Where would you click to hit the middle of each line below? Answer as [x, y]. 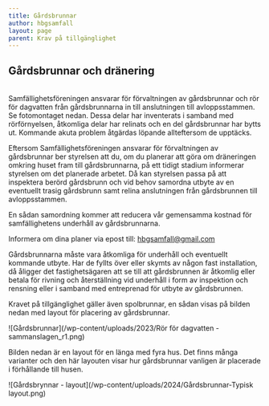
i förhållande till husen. [46, 369]
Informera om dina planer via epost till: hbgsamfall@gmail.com [112, 239]
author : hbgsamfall [41, 23]
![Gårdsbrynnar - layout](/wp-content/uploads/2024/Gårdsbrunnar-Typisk [131, 385]
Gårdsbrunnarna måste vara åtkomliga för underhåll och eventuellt [118, 254]
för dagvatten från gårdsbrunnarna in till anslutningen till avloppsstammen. [132, 107]
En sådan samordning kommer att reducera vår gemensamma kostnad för [130, 215]
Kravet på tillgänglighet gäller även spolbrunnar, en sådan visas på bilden [129, 304]
